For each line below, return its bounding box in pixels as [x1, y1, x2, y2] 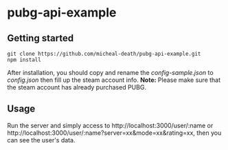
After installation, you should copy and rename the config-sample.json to [7, 69, 214, 76]
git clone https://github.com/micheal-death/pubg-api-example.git [7, 50, 201, 57]
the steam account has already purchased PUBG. [7, 83, 146, 91]
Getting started [7, 32, 74, 44]
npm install [7, 56, 41, 63]
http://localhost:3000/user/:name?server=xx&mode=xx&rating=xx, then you [7, 129, 222, 137]
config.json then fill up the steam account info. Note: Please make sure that [7, 76, 221, 84]
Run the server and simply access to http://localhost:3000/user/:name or [7, 121, 214, 129]
